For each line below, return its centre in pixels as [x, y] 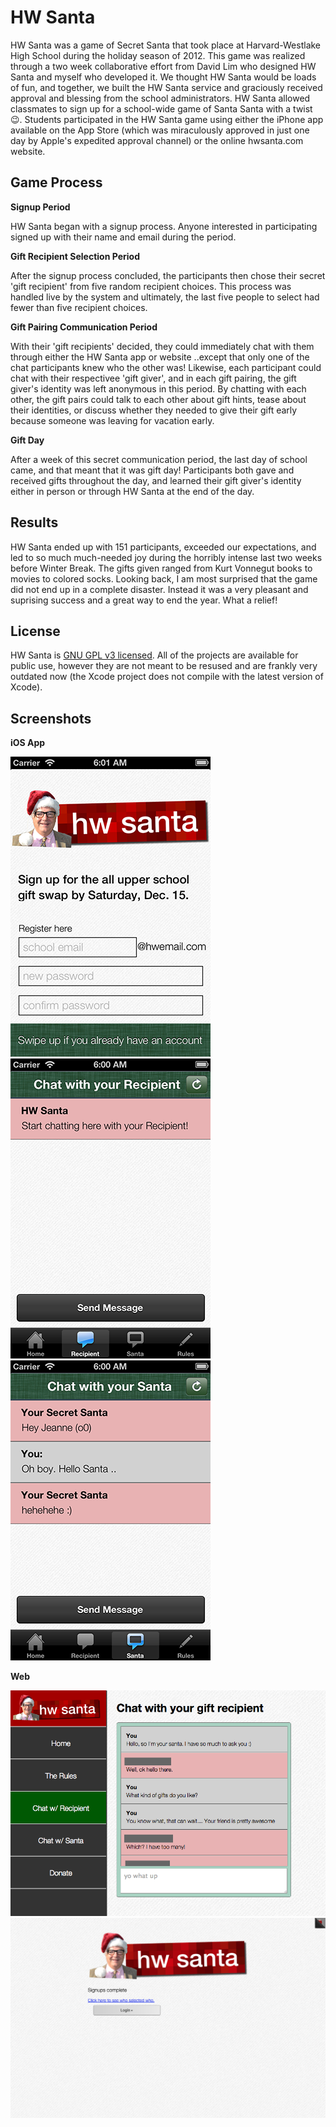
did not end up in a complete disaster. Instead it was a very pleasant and [159, 589]
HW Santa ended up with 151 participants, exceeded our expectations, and [163, 547]
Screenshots [51, 718]
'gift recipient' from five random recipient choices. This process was [151, 286]
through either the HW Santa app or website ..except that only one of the [160, 357]
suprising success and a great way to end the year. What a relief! [144, 600]
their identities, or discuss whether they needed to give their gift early [154, 410]
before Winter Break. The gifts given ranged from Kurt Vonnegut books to [161, 568]
